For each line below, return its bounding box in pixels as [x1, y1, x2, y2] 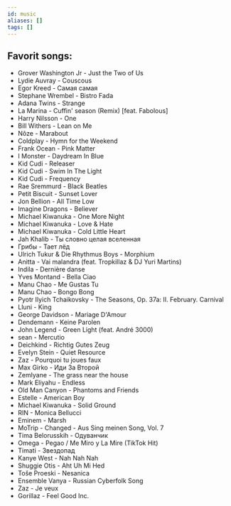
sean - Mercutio [17, 333, 65, 342]
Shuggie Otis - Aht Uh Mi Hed [17, 461, 105, 470]
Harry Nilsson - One [17, 114, 77, 123]
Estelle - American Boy [17, 394, 85, 402]
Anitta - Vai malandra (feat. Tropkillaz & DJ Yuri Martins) [17, 257, 182, 267]
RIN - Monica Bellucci [17, 409, 82, 417]
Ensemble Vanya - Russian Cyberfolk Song [17, 477, 144, 485]
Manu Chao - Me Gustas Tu [17, 280, 99, 289]
